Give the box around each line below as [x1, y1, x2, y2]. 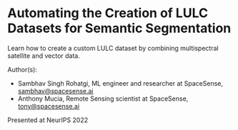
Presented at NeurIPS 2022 [7, 116, 89, 124]
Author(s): [7, 65, 38, 74]
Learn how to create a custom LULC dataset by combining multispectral [7, 44, 219, 52]
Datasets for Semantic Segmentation [7, 20, 232, 36]
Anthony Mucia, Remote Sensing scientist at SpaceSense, [17, 94, 189, 103]
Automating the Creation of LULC [7, 5, 209, 21]
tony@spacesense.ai [17, 101, 80, 110]
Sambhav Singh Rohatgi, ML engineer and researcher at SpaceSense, [17, 79, 224, 87]
